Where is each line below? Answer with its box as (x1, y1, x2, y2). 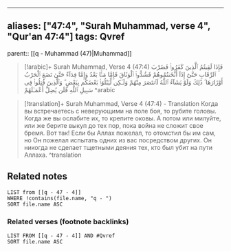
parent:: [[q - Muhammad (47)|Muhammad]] (7, 49, 132, 57)
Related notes (7, 171, 67, 182)
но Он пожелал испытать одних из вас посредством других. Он (23, 135, 212, 144)
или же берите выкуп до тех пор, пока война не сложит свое (23, 121, 204, 129)
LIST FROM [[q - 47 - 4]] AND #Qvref (7, 232, 115, 239)
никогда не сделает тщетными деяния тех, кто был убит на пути (23, 143, 213, 151)
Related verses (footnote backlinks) (7, 217, 129, 226)
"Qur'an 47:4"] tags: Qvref (7, 31, 125, 43)
